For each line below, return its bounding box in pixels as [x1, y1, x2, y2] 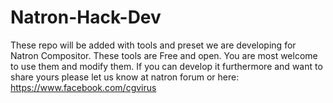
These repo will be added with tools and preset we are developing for [10, 39, 297, 51]
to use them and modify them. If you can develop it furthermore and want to [10, 60, 323, 72]
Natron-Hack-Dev [10, 6, 162, 29]
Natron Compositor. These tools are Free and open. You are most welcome [10, 49, 318, 61]
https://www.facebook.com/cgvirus [10, 81, 157, 93]
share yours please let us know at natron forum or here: [10, 71, 240, 83]
